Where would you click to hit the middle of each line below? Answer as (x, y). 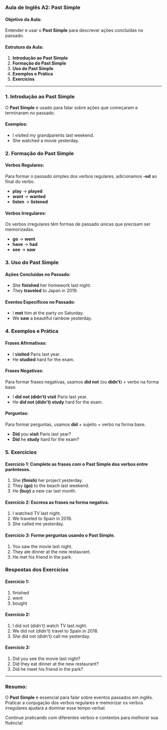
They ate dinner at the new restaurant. (51, 552)
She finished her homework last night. (52, 285)
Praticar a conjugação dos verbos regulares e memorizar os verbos (74, 703)
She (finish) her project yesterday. (48, 481)
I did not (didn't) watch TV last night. (50, 626)
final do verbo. (20, 181)
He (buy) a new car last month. (44, 491)
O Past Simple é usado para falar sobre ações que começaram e (72, 107)
